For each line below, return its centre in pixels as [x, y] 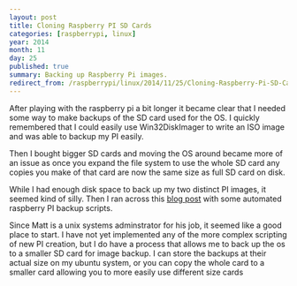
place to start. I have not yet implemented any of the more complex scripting [148, 234]
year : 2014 [29, 42]
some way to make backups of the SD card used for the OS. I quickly [135, 117]
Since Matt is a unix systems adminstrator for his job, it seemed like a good [145, 225]
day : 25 [23, 58]
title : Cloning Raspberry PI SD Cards [80, 26]
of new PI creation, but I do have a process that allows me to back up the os [147, 244]
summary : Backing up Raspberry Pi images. [88, 75]
